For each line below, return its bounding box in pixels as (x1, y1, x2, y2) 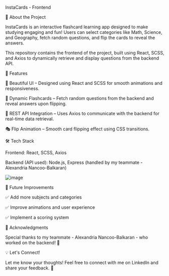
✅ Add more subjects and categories (5, 194, 82, 200)
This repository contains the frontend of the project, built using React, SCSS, (5, 50, 165, 56)
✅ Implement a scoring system (5, 214, 69, 220)
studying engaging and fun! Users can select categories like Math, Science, (5, 29, 162, 35)
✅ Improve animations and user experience (5, 204, 95, 210)
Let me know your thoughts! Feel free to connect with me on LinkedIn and (5, 260, 159, 265)
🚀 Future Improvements (5, 185, 54, 190)
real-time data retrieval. (5, 116, 54, 122)
